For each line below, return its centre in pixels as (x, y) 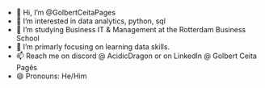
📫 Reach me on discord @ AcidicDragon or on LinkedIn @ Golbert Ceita (136, 56)
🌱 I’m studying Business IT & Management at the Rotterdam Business (131, 29)
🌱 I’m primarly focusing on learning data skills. (93, 47)
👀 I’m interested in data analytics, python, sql (90, 21)
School (28, 38)
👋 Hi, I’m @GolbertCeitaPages (65, 13)
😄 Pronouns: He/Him (51, 76)
